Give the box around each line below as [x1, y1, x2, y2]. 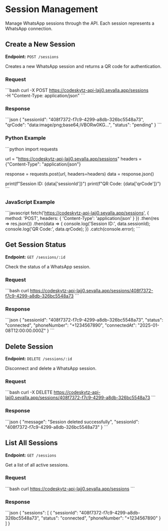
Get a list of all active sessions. [5, 462, 69, 468]
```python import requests [5, 146, 58, 152]
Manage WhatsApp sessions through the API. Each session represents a [5, 20, 154, 26]
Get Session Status [5, 241, 66, 249]
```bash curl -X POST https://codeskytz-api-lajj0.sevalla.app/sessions [5, 87, 149, 94]
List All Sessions [5, 439, 58, 447]
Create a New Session [5, 40, 76, 49]
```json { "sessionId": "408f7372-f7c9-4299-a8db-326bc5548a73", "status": [5, 317, 163, 323]
